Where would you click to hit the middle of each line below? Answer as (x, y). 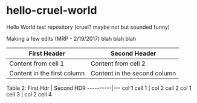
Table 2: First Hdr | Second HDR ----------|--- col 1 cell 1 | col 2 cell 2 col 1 (99, 88)
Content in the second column (133, 73)
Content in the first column (47, 73)
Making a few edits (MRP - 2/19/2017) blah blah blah (71, 38)
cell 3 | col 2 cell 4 (29, 94)
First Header (47, 53)
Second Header (133, 53)
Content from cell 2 (118, 63)
